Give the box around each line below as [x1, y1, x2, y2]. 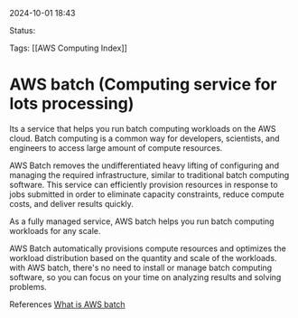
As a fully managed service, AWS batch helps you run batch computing [9, 216, 275, 227]
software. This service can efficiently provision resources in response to [9, 179, 278, 190]
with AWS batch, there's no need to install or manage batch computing [9, 262, 273, 273]
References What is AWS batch [9, 298, 126, 310]
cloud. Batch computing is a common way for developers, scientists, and [9, 133, 280, 144]
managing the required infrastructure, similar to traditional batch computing [9, 169, 290, 180]
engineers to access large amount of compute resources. [9, 142, 223, 153]
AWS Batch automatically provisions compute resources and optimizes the [9, 243, 286, 254]
